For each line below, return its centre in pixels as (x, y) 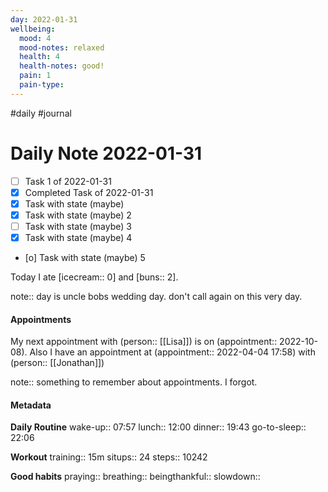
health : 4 (39, 57)
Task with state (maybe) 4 (78, 237)
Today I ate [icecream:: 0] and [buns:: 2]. (94, 277)
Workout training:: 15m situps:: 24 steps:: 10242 (109, 457)
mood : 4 (35, 38)
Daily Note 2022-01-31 (106, 153)
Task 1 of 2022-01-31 (68, 181)
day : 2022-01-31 (44, 19)
